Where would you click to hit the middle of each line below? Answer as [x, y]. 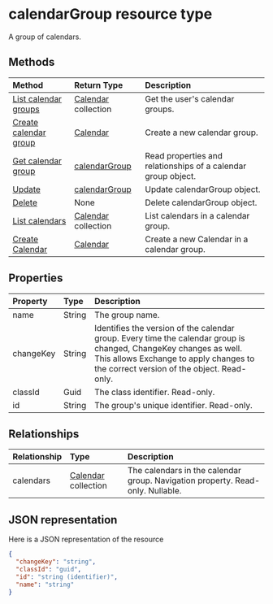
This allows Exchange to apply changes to [175, 358]
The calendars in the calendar [184, 471]
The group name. [127, 315]
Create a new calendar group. [201, 133]
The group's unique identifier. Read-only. [174, 405]
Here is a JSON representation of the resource [86, 539]
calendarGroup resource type [110, 14]
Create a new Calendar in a [197, 239]
